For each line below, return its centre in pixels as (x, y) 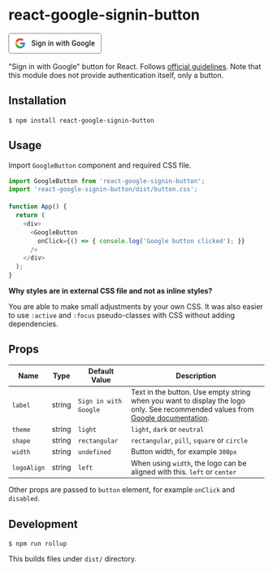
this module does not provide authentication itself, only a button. (116, 75)
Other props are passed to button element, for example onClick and (122, 490)
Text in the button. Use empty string (191, 391)
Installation (37, 100)
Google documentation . (170, 417)
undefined (95, 452)
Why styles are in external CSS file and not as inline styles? (110, 291)
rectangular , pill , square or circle (189, 440)
